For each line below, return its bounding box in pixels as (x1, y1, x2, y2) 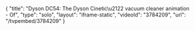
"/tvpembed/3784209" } (5, 18, 66, 24)
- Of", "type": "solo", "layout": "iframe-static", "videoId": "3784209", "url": (5, 11, 186, 18)
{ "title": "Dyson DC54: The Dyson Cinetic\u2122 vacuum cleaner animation (5, 5, 190, 12)
